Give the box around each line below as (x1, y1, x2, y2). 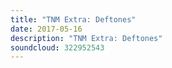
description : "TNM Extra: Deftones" (10, 33, 163, 43)
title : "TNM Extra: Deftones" (10, 14, 137, 25)
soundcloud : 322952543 (10, 42, 105, 53)
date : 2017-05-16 (10, 24, 83, 34)
